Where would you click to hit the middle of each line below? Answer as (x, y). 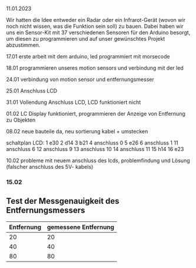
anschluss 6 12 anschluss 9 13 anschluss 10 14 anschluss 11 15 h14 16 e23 (95, 149)
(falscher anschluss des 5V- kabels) (50, 167)
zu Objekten (21, 120)
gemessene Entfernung (81, 227)
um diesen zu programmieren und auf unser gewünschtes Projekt (86, 39)
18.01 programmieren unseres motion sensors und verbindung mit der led (95, 68)
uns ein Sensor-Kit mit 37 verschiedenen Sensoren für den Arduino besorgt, (98, 32)
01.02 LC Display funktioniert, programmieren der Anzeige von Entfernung (96, 114)
